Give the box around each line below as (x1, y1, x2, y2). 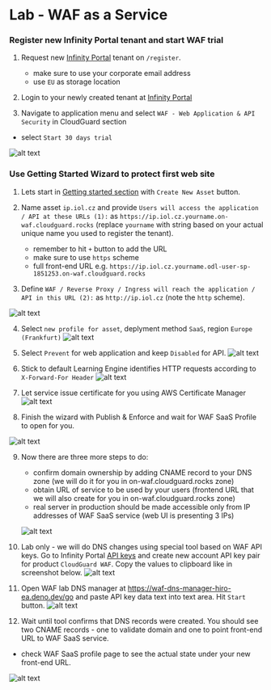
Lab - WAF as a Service (9, 6, 168, 24)
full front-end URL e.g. (32, 261, 108, 271)
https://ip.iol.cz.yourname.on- (119, 212, 229, 221)
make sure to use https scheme (32, 252, 140, 262)
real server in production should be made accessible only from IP (32, 502, 251, 511)
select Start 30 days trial (20, 133, 112, 142)
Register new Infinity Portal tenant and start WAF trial (9, 35, 224, 46)
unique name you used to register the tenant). (20, 228, 174, 238)
